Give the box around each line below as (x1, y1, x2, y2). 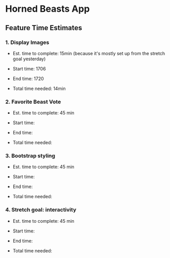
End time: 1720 (12, 75, 44, 82)
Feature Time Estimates (5, 24, 83, 32)
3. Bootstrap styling (5, 152, 55, 159)
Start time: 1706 (12, 65, 46, 72)
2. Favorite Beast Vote (5, 98, 61, 105)
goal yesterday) (12, 56, 46, 62)
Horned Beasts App (5, 3, 90, 15)
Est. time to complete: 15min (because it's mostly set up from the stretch (12, 50, 165, 56)
